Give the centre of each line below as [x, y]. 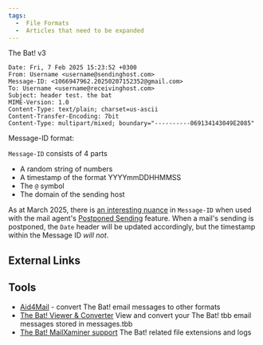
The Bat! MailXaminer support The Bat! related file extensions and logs [135, 332]
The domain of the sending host [72, 194]
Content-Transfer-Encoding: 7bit [64, 116]
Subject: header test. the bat [60, 96]
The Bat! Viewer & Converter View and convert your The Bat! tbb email [135, 315]
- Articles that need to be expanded [80, 30]
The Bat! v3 [27, 53]
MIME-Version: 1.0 [39, 103]
